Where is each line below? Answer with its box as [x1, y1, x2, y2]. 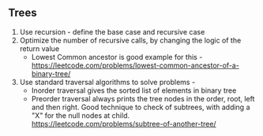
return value [19, 43, 60, 53]
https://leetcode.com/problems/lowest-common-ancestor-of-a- [31, 61, 239, 70]
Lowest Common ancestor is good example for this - [31, 52, 203, 61]
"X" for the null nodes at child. [31, 110, 130, 120]
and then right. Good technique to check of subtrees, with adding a [31, 102, 250, 112]
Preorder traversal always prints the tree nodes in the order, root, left [31, 94, 255, 103]
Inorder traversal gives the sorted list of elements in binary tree [31, 86, 237, 95]
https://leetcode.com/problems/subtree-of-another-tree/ [31, 119, 216, 128]
